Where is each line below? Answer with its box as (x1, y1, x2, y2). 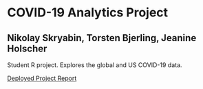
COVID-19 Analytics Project (7, 5, 169, 21)
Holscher (7, 42, 47, 54)
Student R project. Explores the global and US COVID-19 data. (7, 61, 182, 69)
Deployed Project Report (7, 74, 77, 82)
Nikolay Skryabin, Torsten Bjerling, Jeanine (7, 32, 197, 44)
